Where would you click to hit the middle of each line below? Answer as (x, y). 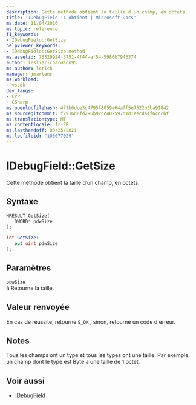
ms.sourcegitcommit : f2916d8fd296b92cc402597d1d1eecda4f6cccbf (88, 113)
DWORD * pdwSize (33, 221)
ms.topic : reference (32, 29)
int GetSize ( (23, 238)
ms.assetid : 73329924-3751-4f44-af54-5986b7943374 (71, 57)
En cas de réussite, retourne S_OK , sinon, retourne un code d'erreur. (91, 321)
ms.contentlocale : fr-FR (38, 125)
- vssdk (16, 85)
